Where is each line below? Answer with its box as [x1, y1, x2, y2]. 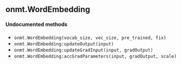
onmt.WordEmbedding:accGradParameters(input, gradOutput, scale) [13, 53, 177, 59]
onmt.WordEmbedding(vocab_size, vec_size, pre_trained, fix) [13, 35, 167, 41]
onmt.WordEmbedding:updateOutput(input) [13, 41, 114, 47]
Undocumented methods [5, 20, 68, 28]
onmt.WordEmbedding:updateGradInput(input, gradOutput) [13, 47, 153, 53]
